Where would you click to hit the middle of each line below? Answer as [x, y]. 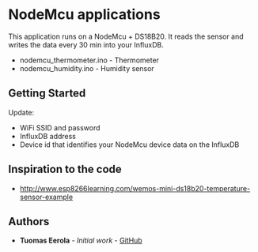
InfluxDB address [48, 136]
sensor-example [46, 197]
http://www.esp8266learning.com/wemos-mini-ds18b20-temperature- [135, 188]
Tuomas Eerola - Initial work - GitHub [81, 241]
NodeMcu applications [84, 15]
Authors [29, 222]
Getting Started [47, 94]
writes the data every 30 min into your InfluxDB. [86, 44]
